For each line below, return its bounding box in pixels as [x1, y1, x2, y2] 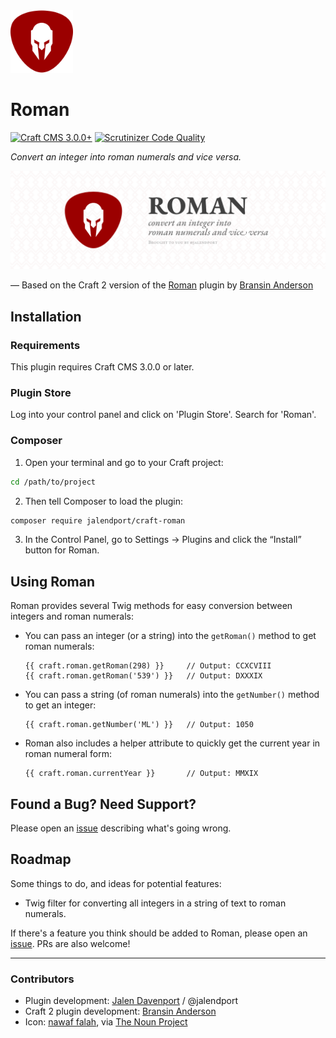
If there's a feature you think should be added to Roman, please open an [10, 927, 308, 939]
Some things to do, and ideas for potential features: [10, 877, 222, 889]
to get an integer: [24, 699, 97, 711]
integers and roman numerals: [10, 610, 134, 623]
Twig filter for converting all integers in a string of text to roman [24, 897, 287, 909]
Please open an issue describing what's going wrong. [10, 822, 232, 834]
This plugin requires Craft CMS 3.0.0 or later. [10, 361, 195, 373]
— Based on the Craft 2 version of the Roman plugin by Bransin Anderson [10, 279, 314, 291]
